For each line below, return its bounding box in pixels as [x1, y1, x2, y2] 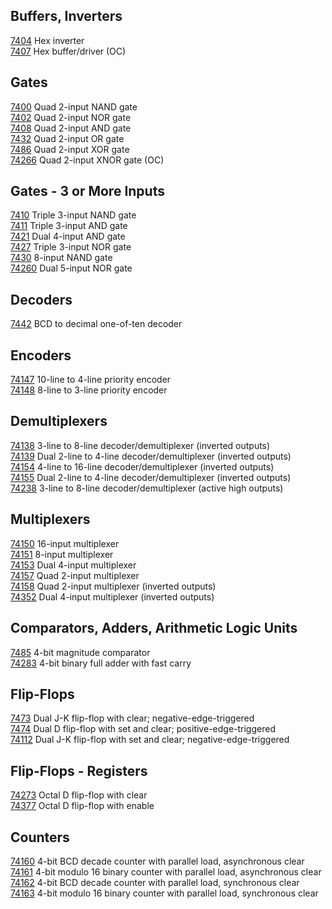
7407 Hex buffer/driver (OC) [10, 45, 127, 57]
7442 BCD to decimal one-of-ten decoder [10, 318, 183, 330]
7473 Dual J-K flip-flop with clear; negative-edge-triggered [10, 712, 255, 724]
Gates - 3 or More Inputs [10, 183, 165, 200]
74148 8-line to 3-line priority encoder [10, 384, 168, 396]
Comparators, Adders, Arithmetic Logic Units [10, 620, 298, 637]
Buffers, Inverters [10, 8, 123, 25]
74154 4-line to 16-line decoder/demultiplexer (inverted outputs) [10, 460, 275, 473]
